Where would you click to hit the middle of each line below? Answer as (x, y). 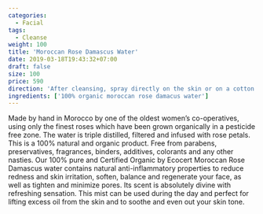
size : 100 (24, 74)
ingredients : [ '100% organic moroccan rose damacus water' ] (109, 96)
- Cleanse (31, 37)
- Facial (29, 23)
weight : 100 (27, 45)
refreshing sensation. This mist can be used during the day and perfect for (129, 194)
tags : (17, 30)
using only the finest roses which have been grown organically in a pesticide (132, 127)
